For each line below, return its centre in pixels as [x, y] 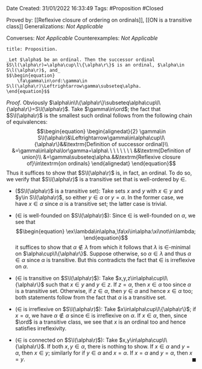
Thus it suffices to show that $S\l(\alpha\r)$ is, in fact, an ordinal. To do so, [99, 173]
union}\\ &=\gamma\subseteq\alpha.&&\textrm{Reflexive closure [101, 157]
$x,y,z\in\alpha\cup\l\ [142, 278]
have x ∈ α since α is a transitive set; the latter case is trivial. [91, 204]
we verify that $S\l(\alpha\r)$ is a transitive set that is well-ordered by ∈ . [96, 179]
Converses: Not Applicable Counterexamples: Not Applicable [82, 38]
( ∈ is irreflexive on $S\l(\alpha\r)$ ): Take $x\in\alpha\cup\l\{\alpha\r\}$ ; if [106, 309]
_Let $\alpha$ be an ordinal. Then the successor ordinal [80, 60]
